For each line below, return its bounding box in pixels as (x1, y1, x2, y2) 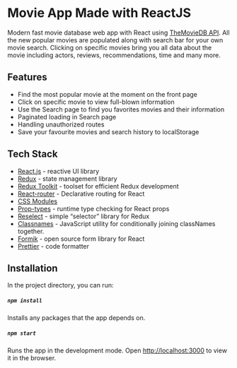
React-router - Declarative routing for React (17, 189, 145, 198)
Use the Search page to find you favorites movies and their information (17, 105, 225, 114)
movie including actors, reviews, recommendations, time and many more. (7, 51, 221, 59)
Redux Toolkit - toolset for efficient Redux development (17, 182, 179, 190)
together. (17, 227, 45, 235)
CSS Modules (17, 196, 58, 206)
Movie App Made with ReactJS (7, 5, 192, 21)
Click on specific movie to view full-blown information (17, 97, 175, 106)
